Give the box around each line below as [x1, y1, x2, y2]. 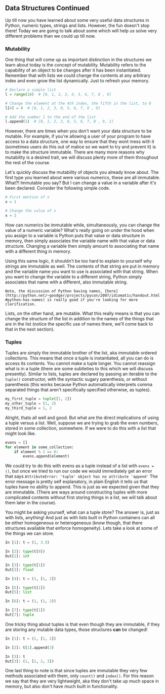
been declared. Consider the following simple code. [5, 185, 110, 191]
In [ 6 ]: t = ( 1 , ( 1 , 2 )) [5, 599, 56, 604]
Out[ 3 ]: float [5, 567, 35, 572]
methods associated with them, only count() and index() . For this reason [5, 673, 154, 679]
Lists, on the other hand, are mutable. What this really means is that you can [5, 310, 160, 316]
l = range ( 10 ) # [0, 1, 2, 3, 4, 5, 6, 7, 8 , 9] [5, 92, 112, 97]
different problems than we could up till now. [5, 33, 96, 39]
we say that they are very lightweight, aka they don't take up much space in [5, 678, 159, 684]
